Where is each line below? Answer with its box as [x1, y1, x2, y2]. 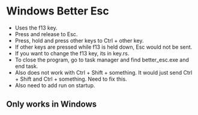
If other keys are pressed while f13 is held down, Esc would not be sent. [14, 43, 193, 51]
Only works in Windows [6, 99, 97, 110]
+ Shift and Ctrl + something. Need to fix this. [14, 75, 127, 82]
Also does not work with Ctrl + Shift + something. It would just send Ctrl [14, 69, 193, 76]
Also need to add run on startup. [14, 81, 95, 89]
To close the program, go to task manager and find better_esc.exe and [14, 56, 189, 63]
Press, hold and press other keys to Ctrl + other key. [14, 37, 144, 44]
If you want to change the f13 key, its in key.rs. [14, 49, 130, 57]
